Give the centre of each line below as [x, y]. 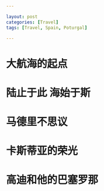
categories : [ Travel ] [32, 22]
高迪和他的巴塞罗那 [52, 180]
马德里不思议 [37, 122]
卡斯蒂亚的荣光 [42, 151]
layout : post [22, 16]
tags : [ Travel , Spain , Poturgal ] [47, 28]
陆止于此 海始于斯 [48, 93]
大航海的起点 [37, 64]
